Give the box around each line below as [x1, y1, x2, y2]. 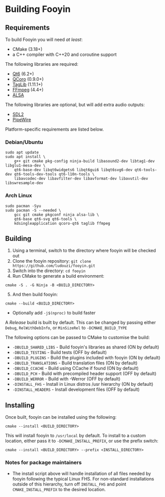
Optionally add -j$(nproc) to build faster [12, 310, 96, 316]
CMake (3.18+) [12, 46, 42, 52]
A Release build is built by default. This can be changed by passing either [5, 320, 156, 326]
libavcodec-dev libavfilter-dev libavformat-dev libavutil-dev [14, 176, 149, 181]
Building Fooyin [5, 3, 71, 15]
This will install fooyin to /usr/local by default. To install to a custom [5, 433, 146, 439]
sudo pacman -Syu [5, 203, 41, 208]
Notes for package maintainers [5, 459, 82, 466]
